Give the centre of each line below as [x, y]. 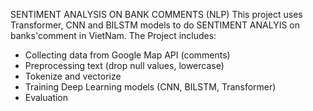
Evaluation [46, 97]
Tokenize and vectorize [73, 76]
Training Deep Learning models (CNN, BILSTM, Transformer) [150, 87]
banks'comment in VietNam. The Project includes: [113, 35]
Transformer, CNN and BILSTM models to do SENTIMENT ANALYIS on [155, 25]
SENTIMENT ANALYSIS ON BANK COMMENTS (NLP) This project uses [156, 14]
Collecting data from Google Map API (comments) [127, 55]
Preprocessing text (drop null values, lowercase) [124, 65]
